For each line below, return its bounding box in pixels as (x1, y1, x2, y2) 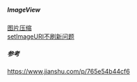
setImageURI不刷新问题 (7, 32, 74, 41)
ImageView (7, 6, 41, 14)
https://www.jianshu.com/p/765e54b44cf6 (7, 67, 130, 75)
